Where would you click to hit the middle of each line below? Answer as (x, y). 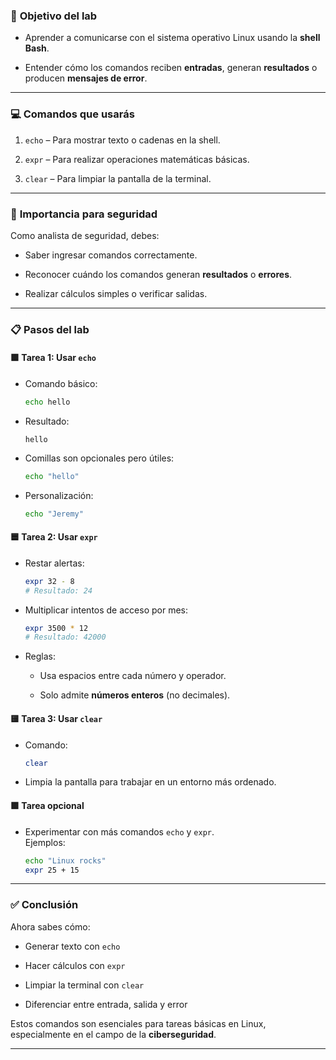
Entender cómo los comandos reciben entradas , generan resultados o (171, 68)
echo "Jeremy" (54, 514)
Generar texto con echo (72, 946)
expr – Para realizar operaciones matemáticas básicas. (137, 159)
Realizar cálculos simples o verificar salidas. (116, 293)
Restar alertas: (54, 563)
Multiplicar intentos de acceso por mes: (106, 610)
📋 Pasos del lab (50, 329)
